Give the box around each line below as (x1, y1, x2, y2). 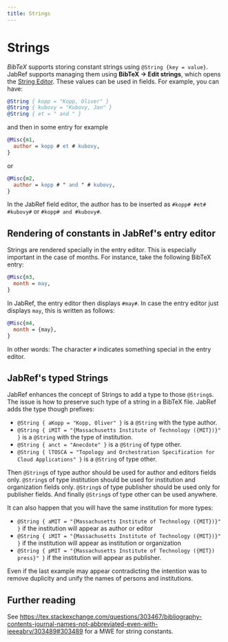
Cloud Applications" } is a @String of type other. (17, 455, 157, 464)
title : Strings (7, 10, 51, 17)
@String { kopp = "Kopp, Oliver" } (7, 98, 110, 105)
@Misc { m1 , (7, 136, 36, 143)
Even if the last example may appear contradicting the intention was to (7, 567, 207, 575)
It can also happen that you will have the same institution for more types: (7, 504, 214, 512)
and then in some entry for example (7, 123, 109, 132)
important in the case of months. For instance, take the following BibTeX (7, 253, 211, 262)
